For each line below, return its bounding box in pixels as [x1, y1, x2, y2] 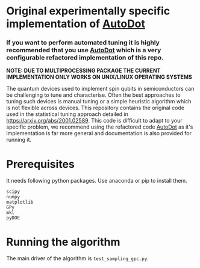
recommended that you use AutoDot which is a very [6, 46, 161, 55]
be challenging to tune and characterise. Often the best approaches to [6, 91, 181, 99]
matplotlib [6, 199, 34, 206]
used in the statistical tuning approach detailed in [6, 111, 128, 118]
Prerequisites [6, 157, 75, 171]
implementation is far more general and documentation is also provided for [6, 130, 192, 137]
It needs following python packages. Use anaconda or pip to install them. [6, 177, 188, 184]
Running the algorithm [6, 235, 120, 249]
